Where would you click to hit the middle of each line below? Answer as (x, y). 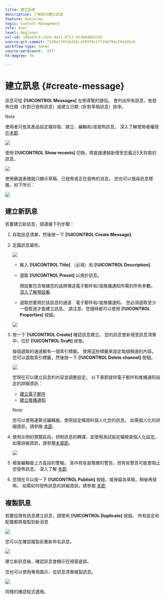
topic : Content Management (33, 23)
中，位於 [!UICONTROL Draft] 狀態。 (49, 341)
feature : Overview (24, 19)
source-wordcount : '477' (31, 51)
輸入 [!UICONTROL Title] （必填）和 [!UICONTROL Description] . (85, 265)
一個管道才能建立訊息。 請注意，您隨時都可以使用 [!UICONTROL (85, 309)
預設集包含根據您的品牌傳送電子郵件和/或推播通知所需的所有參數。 (87, 286)
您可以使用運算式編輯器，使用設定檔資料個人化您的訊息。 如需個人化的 (84, 420)
